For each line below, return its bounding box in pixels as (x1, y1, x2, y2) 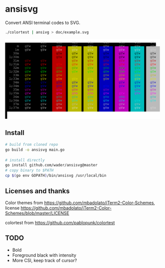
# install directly (5, 158, 45, 162)
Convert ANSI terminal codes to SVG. (5, 20, 81, 26)
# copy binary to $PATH (5, 168, 54, 173)
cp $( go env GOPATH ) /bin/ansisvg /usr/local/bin (5, 173, 107, 178)
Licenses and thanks (5, 187, 70, 195)
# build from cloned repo (5, 142, 58, 147)
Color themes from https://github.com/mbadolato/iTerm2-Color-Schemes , (5, 200, 156, 206)
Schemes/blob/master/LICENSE (5, 210, 70, 216)
